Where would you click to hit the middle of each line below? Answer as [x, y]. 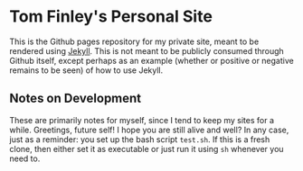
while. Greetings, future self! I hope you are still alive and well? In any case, [149, 130]
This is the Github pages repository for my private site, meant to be [134, 41]
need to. [25, 158]
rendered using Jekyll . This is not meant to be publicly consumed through [147, 50]
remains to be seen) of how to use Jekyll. [86, 70]
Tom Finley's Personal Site [111, 17]
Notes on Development [76, 99]
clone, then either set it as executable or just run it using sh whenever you [147, 148]
